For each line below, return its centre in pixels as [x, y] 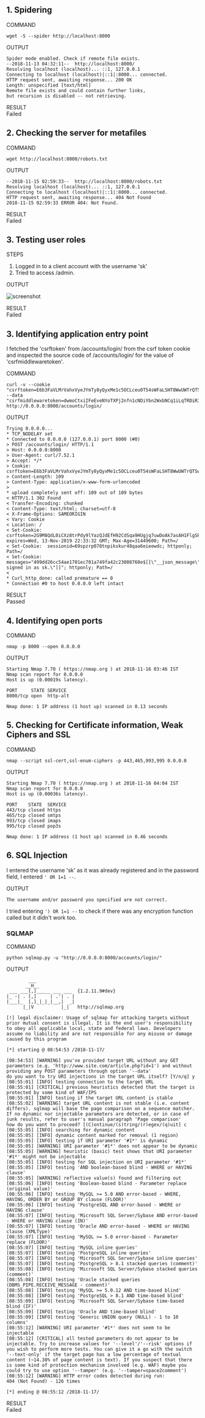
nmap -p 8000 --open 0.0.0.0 [43, 647]
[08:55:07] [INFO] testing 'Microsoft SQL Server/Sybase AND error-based [102, 1215]
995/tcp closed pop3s [34, 826]
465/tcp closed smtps [34, 815]
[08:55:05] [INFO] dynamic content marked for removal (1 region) [92, 1135]
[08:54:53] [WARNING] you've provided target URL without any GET [92, 1060]
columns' [17, 1322]
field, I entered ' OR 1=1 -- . [41, 877]
